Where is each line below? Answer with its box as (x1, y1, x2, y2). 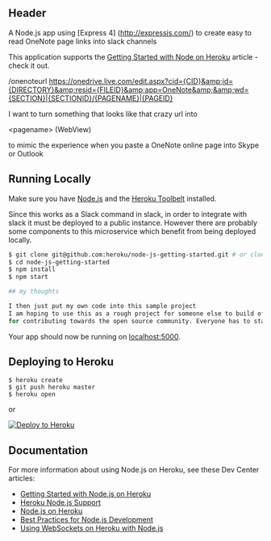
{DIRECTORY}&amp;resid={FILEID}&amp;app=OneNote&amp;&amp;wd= (8, 85, 249, 94)
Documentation (8, 443, 89, 457)
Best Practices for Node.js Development (19, 515, 153, 525)
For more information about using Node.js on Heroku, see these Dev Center (8, 465, 260, 475)
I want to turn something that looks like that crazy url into (8, 109, 198, 119)
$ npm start (8, 273, 48, 281)
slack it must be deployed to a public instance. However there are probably (8, 218, 258, 227)
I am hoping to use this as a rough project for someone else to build (8, 310, 254, 318)
